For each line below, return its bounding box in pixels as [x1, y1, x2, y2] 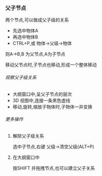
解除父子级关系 [12, 133, 44, 139]
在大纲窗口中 [12, 154, 40, 160]
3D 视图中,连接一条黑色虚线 [12, 97, 71, 103]
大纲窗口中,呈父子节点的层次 [12, 91, 72, 97]
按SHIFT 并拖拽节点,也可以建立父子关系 [12, 165, 95, 171]
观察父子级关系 [5, 74, 37, 80]
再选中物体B [12, 34, 38, 40]
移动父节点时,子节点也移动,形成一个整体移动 [5, 62, 97, 68]
